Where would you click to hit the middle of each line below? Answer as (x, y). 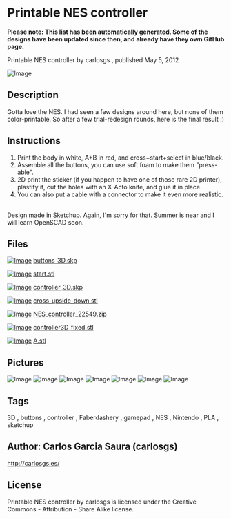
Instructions (34, 141)
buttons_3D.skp (56, 261)
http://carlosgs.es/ (33, 463)
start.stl (44, 274)
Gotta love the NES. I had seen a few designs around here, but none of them (115, 111)
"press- (207, 164)
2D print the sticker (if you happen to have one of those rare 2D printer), (119, 179)
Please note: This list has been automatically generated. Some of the (108, 32)
